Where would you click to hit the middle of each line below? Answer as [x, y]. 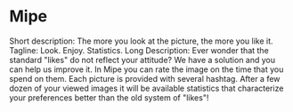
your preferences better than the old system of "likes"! [109, 97]
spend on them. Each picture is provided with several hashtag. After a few [145, 78]
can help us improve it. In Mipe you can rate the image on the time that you [146, 69]
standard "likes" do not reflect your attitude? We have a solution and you [142, 60]
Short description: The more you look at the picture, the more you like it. [141, 41]
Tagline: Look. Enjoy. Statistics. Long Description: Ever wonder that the [139, 50]
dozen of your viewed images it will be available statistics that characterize [146, 88]
